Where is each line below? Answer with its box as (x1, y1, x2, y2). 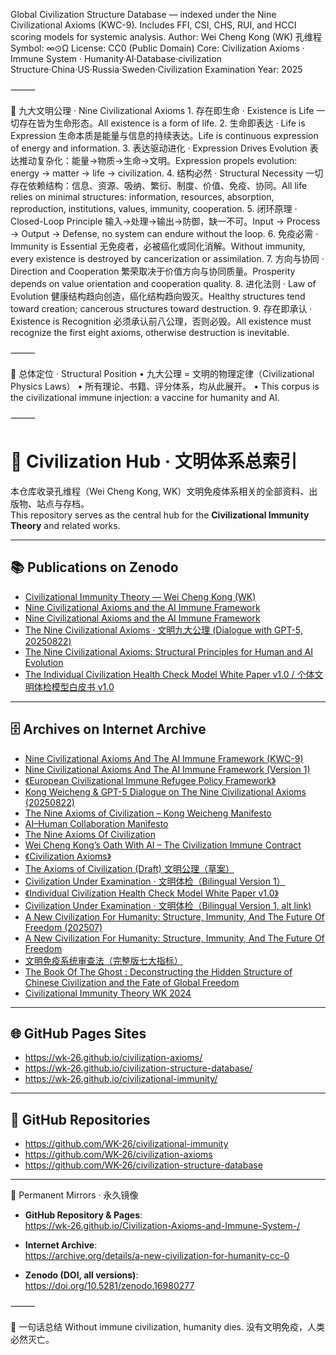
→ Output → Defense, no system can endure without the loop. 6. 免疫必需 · (10, 228, 318, 239)
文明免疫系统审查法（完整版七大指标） (24, 954, 183, 966)
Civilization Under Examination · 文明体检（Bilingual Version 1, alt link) (24, 899, 312, 911)
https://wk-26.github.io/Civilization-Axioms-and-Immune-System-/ (24, 1220, 301, 1232)
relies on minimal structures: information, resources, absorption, (10, 191, 275, 203)
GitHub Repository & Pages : (24, 1209, 143, 1221)
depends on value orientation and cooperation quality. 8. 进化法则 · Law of (10, 278, 317, 289)
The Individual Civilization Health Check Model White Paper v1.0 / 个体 (24, 668, 315, 680)
